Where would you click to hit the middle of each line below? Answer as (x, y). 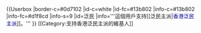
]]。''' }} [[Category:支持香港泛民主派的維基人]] (75, 23)
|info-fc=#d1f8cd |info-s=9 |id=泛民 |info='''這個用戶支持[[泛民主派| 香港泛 (97, 16)
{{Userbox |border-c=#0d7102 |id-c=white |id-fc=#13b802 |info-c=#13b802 (100, 9)
